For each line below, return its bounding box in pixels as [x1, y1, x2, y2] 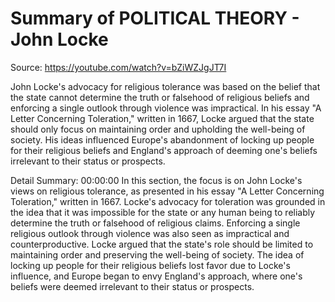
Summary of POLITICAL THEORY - [10, 7, 300, 30]
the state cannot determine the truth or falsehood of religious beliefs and [10, 91, 310, 103]
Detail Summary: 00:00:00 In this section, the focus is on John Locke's [10, 174, 303, 186]
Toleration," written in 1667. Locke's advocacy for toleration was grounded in [10, 195, 326, 207]
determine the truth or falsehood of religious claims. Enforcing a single [10, 217, 301, 229]
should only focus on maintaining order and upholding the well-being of [10, 123, 306, 135]
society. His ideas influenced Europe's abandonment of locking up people [10, 133, 315, 146]
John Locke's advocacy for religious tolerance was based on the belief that [10, 80, 321, 92]
